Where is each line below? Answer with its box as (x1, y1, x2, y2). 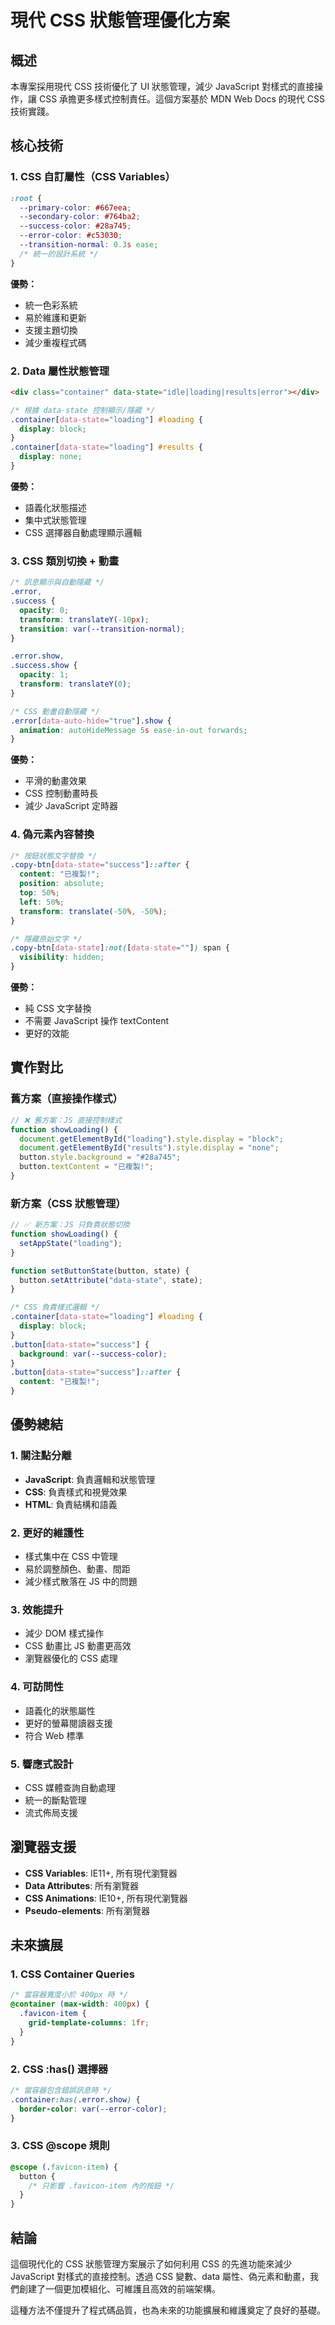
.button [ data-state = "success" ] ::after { (10, 1367, 182, 1378)
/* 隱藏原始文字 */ (10, 934, 83, 944)
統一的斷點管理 (24, 1794, 87, 1806)
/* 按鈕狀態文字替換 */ (10, 851, 98, 861)
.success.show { (10, 661, 78, 671)
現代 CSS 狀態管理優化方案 (10, 9, 230, 32)
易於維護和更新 (24, 311, 87, 323)
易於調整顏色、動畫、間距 (24, 1563, 131, 1575)
